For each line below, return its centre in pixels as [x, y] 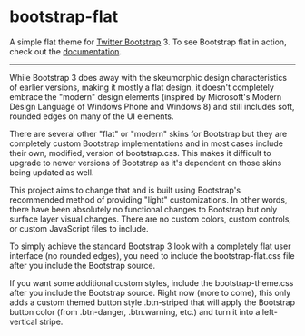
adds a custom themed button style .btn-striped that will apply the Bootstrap [152, 302]
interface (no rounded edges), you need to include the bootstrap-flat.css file [152, 255]
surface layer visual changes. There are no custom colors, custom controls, [151, 219]
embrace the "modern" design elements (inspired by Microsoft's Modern [146, 96]
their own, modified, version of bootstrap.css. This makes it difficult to [140, 153]
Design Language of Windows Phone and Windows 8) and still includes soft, [152, 106]
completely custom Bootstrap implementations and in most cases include [147, 143]
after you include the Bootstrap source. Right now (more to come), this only [150, 292]
